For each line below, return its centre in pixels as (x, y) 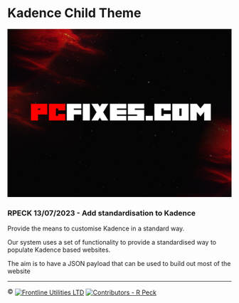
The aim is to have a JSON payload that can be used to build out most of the (119, 264)
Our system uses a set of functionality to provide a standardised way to (112, 243)
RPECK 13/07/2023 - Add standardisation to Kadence (102, 213)
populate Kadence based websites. (59, 250)
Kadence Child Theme (74, 13)
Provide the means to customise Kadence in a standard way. (96, 228)
